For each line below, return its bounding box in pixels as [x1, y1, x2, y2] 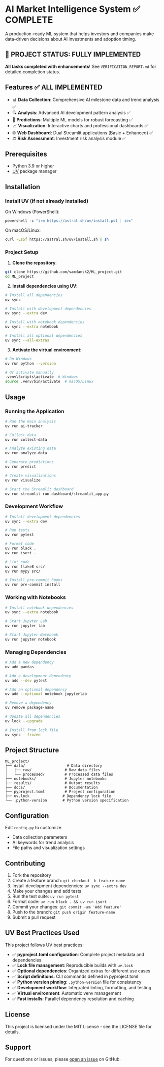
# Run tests [5, 528, 30, 533]
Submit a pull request [12, 914, 56, 920]
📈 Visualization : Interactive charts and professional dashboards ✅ [12, 122, 149, 128]
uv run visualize [5, 478, 41, 482]
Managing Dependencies [5, 648, 66, 655]
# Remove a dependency [5, 700, 52, 705]
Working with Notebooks [5, 594, 66, 601]
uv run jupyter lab [5, 623, 45, 629]
